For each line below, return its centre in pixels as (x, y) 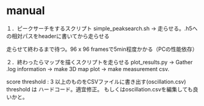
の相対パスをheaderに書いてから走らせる (58, 36)
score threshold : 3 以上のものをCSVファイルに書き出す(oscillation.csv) (96, 81)
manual (26, 11)
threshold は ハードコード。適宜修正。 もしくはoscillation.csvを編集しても (100, 89)
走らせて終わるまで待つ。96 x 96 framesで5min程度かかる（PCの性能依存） (102, 49)
